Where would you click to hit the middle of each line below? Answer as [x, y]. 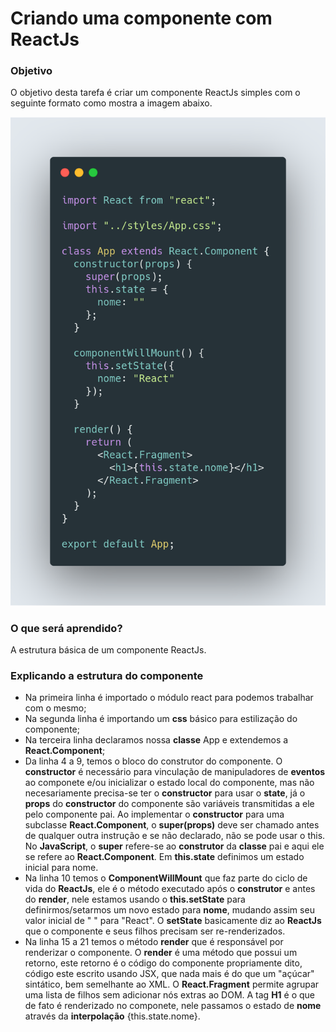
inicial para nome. [61, 868]
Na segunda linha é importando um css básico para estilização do [161, 719]
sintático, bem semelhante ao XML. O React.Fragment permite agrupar [172, 984]
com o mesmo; [55, 708]
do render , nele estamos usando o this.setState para [135, 899]
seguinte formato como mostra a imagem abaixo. [111, 103]
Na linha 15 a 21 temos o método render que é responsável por [154, 942]
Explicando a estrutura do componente [107, 675]
